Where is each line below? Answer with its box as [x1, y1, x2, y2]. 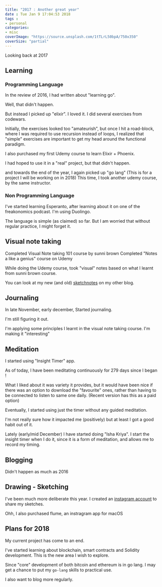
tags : [5, 16, 18, 21]
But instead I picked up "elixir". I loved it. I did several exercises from [5, 111, 143, 117]
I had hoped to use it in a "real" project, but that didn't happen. [5, 160, 130, 166]
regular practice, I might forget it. [5, 223, 72, 229]
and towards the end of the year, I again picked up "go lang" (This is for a [5, 169, 152, 176]
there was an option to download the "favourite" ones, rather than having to [5, 387, 157, 393]
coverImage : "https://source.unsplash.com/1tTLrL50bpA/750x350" [5, 35, 138, 40]
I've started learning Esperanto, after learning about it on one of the [5, 203, 140, 209]
